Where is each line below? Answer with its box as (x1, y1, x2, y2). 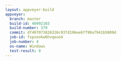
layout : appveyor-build (5, 7, 55, 12)
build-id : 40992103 (9, 21, 50, 26)
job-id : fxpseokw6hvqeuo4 (9, 35, 63, 40)
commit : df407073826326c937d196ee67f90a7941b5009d (9, 30, 117, 35)
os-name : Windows (9, 44, 46, 49)
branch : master (9, 16, 41, 21)
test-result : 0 (9, 48, 41, 53)
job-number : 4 (9, 39, 39, 44)
